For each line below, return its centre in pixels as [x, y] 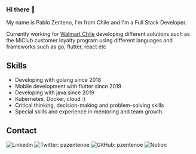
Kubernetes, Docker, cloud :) [50, 99]
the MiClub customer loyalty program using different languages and [90, 41]
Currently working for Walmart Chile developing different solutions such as [98, 34]
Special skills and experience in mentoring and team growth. [89, 112]
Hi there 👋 [21, 10]
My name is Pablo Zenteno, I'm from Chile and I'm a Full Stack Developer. [97, 23]
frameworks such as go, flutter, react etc [56, 47]
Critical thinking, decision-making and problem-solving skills [89, 105]
